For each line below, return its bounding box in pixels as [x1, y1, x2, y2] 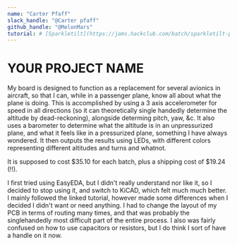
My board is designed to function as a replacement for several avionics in [7, 84, 221, 92]
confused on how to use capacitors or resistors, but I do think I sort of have [7, 224, 226, 232]
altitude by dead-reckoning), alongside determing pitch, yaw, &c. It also [7, 114, 215, 122]
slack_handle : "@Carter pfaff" [7, 17, 99, 24]
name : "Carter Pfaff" [7, 10, 71, 18]
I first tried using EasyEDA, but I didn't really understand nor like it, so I [7, 179, 212, 187]
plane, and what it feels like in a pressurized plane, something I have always [7, 129, 228, 138]
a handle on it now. [7, 231, 62, 240]
